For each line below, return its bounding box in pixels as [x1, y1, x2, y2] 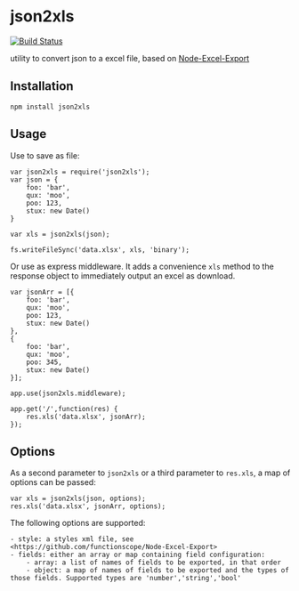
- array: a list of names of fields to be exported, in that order [26, 558, 281, 567]
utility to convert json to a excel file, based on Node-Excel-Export [10, 53, 250, 63]
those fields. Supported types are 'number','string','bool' [10, 574, 242, 583]
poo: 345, [26, 358, 63, 367]
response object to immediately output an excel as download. [10, 270, 236, 281]
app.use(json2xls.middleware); [10, 389, 126, 398]
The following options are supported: [10, 518, 146, 529]
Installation [10, 78, 74, 94]
